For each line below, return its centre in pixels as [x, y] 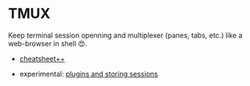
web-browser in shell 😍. [48, 43]
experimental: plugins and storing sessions [89, 73]
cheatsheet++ [42, 59]
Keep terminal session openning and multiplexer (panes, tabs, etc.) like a [125, 35]
